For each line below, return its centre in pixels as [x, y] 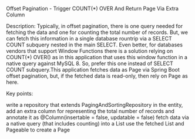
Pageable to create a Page [38, 130]
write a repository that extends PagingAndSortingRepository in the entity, [95, 105]
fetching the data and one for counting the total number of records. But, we [97, 32]
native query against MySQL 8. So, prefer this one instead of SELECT [90, 63]
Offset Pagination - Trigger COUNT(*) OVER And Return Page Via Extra [93, 9]
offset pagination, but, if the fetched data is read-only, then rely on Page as [97, 76]
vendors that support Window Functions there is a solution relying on [90, 51]
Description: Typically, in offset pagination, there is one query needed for [95, 26]
